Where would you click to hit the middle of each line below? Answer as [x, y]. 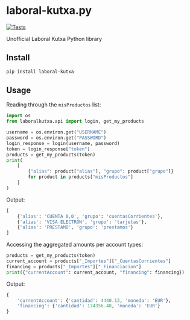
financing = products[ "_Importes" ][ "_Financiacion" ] [74, 266]
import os [19, 116]
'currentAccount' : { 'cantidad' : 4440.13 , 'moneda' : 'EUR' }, [94, 300]
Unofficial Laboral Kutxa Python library [54, 38]
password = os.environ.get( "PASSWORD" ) [56, 138]
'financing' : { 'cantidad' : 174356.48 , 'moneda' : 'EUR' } [89, 306]
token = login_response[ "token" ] [48, 149]
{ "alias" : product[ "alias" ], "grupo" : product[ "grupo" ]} [101, 171]
